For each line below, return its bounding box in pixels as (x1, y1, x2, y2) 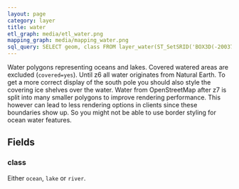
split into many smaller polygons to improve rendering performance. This (7, 93, 221, 102)
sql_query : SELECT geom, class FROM (7, 43, 116, 50)
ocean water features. (7, 116, 73, 124)
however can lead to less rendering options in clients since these (7, 101, 198, 109)
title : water (7, 23, 46, 31)
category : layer (7, 17, 55, 24)
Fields (7, 136, 36, 148)
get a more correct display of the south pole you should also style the (7, 78, 211, 86)
